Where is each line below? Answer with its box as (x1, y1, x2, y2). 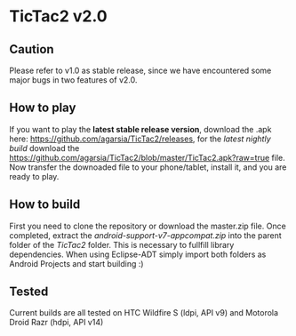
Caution (9, 42, 55, 57)
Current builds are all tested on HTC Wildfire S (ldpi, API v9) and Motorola (9, 308, 278, 318)
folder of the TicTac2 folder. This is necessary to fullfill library (9, 239, 235, 250)
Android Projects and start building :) (9, 258, 144, 268)
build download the (9, 142, 80, 153)
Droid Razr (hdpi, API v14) (9, 317, 104, 328)
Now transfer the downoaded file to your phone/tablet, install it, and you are (9, 162, 287, 172)
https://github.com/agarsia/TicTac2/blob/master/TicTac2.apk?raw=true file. (9, 152, 286, 163)
